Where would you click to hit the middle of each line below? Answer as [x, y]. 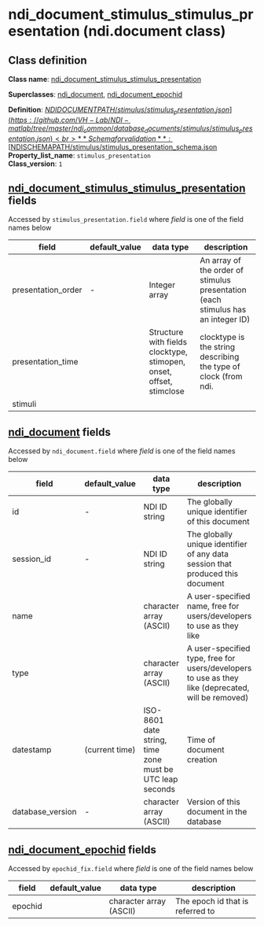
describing [220, 357]
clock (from [221, 377]
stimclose [167, 391]
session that [209, 564]
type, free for [211, 659]
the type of [220, 367]
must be [159, 770]
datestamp [32, 750]
